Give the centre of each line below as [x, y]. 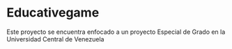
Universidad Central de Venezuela [55, 39]
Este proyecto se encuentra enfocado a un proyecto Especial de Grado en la [116, 32]
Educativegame [53, 13]
